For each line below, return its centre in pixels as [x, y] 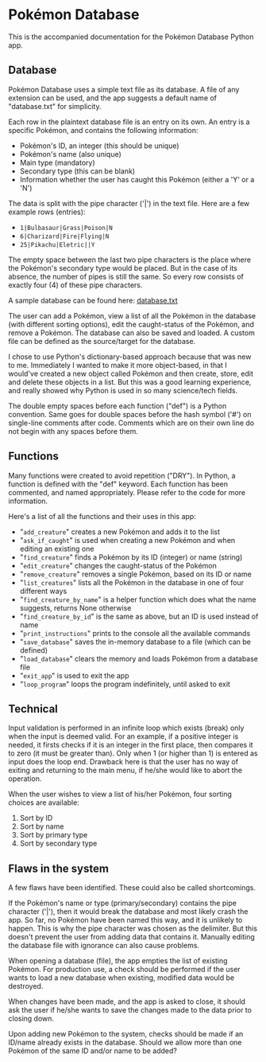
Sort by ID [36, 818]
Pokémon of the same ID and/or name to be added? [93, 1051]
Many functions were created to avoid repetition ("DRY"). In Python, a [122, 475]
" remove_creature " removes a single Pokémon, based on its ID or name [135, 574]
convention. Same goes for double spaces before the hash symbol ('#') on [130, 414]
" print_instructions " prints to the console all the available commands [135, 633]
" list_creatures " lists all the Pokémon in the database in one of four [132, 582]
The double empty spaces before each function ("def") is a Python [118, 406]
